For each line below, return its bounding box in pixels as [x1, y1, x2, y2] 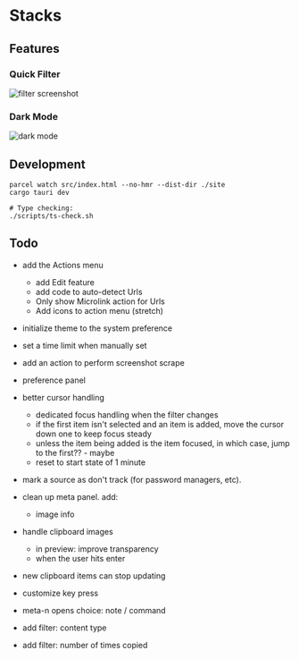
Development [9, 156, 87, 172]
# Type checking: [9, 203, 74, 213]
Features [9, 41, 60, 56]
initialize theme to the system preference [21, 323, 172, 334]
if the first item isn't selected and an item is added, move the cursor [35, 418, 284, 429]
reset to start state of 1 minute [35, 457, 145, 468]
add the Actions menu [21, 259, 104, 270]
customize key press [21, 587, 99, 598]
